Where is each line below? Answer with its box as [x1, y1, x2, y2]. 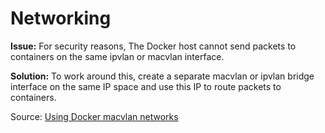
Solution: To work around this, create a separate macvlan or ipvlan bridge [10, 70, 315, 82]
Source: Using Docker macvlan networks [10, 110, 179, 122]
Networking [10, 7, 112, 30]
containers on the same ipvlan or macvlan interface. [10, 50, 225, 62]
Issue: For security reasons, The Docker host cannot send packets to [10, 40, 297, 52]
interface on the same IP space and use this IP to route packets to [10, 80, 282, 92]
